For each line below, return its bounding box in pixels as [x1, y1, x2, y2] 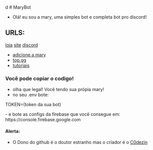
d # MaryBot [5, 5, 31, 10]
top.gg [12, 57, 27, 63]
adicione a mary [12, 51, 46, 57]
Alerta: [5, 128, 20, 134]
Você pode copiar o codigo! [5, 75, 74, 82]
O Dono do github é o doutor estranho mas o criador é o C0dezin [12, 139, 147, 145]
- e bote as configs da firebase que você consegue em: [5, 111, 121, 117]
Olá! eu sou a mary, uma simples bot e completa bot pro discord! [12, 14, 147, 20]
